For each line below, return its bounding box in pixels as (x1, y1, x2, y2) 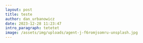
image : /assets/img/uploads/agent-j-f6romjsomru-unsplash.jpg (5, 30, 138, 35)
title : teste (5, 12, 33, 17)
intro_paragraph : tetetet (5, 26, 59, 31)
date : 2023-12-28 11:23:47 (5, 21, 62, 26)
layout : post (5, 7, 33, 12)
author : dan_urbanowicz (5, 16, 55, 21)
